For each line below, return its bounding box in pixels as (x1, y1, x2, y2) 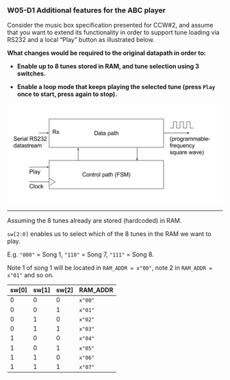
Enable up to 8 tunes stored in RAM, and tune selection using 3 (16, 62, 200, 71)
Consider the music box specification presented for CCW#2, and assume (7, 21, 214, 29)
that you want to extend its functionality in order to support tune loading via (7, 28, 220, 36)
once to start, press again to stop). (16, 90, 118, 98)
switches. (16, 69, 47, 78)
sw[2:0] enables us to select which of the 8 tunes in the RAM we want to (7, 229, 212, 238)
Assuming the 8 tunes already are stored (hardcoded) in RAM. (7, 216, 182, 224)
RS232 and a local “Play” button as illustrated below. (7, 36, 155, 44)
